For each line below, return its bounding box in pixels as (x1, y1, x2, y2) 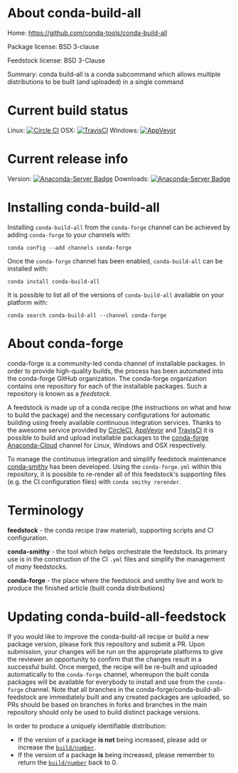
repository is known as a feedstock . (7, 389, 112, 398)
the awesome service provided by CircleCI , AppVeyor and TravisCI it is (7, 426, 215, 434)
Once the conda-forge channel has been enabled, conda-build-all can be (7, 256, 223, 265)
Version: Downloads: (7, 174, 149, 183)
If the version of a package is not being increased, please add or (17, 735, 207, 744)
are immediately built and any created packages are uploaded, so (38, 693, 230, 701)
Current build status (7, 102, 129, 119)
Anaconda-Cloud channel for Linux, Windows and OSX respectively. (7, 441, 207, 449)
